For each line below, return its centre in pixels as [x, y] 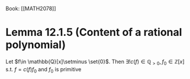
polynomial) [36, 45]
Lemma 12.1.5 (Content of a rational [94, 32]
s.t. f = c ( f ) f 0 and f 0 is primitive [44, 70]
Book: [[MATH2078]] [31, 9]
